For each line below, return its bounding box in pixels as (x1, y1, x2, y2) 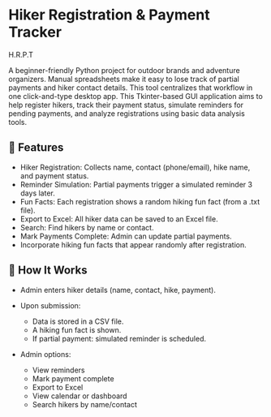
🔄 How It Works (8, 264, 88, 277)
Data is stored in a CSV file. (32, 316, 124, 326)
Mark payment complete (32, 373, 115, 383)
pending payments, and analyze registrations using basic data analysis (8, 108, 245, 118)
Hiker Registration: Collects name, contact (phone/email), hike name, (19, 162, 251, 172)
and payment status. (19, 170, 89, 180)
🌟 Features (8, 140, 64, 155)
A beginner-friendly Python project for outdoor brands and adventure (8, 65, 241, 75)
